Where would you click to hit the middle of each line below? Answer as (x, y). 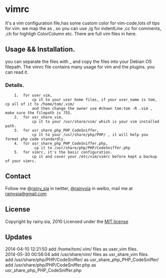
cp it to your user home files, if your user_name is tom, (94, 100)
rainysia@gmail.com (26, 193)
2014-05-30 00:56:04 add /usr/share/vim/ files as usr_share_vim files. (77, 254)
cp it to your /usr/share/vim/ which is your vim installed (95, 122)
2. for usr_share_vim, (39, 117)
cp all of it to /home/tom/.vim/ (40, 104)
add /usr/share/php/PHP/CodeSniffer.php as (51, 265)
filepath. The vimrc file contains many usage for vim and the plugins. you (80, 66)
